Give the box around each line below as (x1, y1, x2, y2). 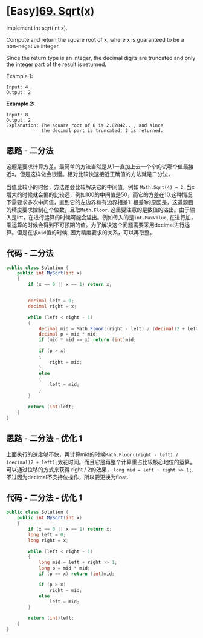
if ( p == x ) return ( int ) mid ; (38, 571, 115, 577)
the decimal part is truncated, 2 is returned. (41, 127, 164, 134)
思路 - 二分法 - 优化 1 (6, 433, 83, 444)
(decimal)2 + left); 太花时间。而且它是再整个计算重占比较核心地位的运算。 (6, 458, 196, 465)
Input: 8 (6, 111, 28, 118)
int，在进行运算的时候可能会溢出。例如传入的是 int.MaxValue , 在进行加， (16, 213, 196, 221)
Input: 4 (6, 84, 28, 90)
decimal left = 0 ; (28, 298, 74, 304)
